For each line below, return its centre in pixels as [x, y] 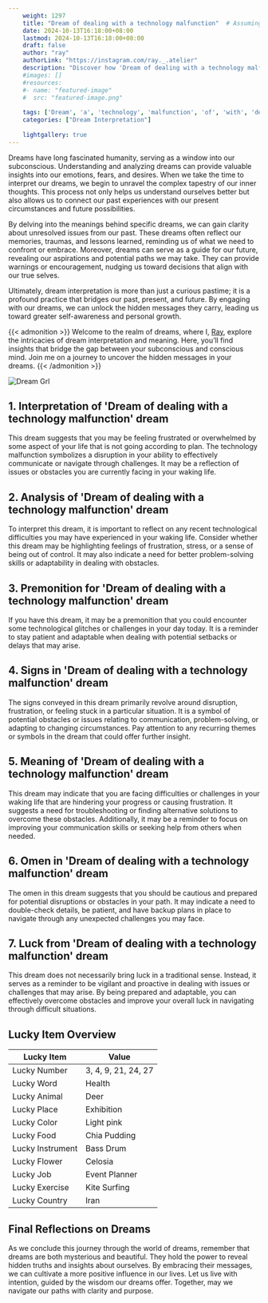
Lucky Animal [37, 1097]
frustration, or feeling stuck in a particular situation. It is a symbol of [120, 711]
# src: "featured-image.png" [73, 98]
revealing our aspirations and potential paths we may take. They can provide [134, 258]
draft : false [44, 46]
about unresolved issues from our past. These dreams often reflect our [125, 232]
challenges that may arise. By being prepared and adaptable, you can [122, 992]
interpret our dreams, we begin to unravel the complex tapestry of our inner [132, 183]
